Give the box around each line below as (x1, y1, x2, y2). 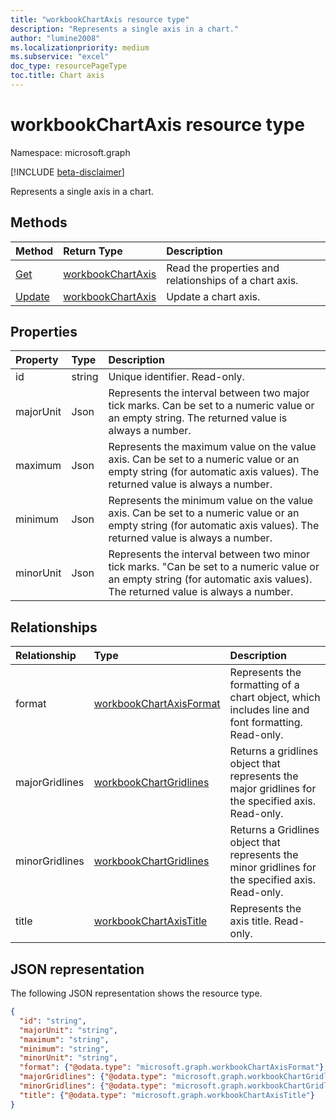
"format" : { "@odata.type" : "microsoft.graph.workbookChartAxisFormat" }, (19, 1062, 329, 1073)
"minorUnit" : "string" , (19, 1053, 118, 1063)
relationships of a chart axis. (166, 273, 299, 287)
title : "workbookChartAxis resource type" (10, 14, 190, 25)
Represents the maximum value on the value (108, 440, 317, 454)
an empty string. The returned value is (108, 411, 288, 425)
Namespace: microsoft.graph (10, 146, 131, 158)
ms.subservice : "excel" (10, 52, 110, 62)
